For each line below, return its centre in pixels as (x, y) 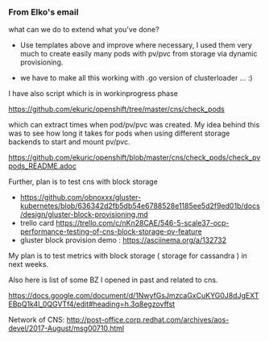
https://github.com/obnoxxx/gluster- (81, 198)
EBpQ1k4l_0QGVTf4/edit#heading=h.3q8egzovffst (92, 304)
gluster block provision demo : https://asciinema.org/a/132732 (123, 240)
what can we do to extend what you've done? (84, 30)
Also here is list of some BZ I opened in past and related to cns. (113, 280)
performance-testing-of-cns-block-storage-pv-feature (111, 231)
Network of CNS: (37, 320)
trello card (37, 223)
